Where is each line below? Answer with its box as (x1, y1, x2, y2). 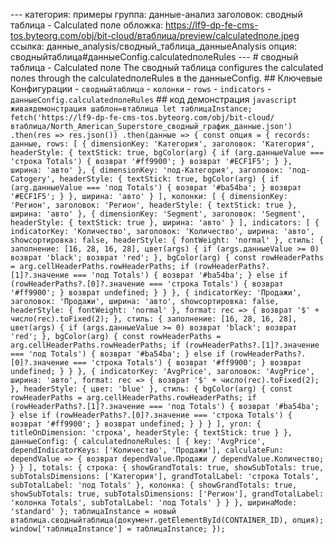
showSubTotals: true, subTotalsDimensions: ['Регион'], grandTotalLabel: (10, 489, 325, 499)
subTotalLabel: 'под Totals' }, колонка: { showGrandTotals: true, (10, 480, 298, 490)
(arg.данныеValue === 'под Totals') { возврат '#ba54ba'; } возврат (10, 183, 302, 193)
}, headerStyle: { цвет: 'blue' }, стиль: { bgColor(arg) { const (10, 384, 293, 394)
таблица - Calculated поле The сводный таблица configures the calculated (10, 62, 324, 73)
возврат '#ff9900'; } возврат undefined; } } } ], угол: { (10, 419, 262, 429)
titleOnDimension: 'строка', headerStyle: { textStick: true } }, (10, 428, 293, 438)
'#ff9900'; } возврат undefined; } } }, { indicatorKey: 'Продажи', (10, 288, 302, 298)
